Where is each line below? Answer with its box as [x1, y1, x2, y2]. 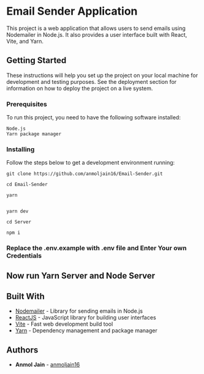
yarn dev [6, 208, 29, 215]
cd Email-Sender [6, 182, 48, 188]
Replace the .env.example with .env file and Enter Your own [6, 244, 187, 252]
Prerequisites [6, 100, 47, 108]
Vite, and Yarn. [6, 37, 44, 45]
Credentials [6, 252, 42, 260]
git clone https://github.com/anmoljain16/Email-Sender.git [6, 171, 164, 177]
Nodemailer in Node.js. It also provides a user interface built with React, [6, 31, 187, 38]
